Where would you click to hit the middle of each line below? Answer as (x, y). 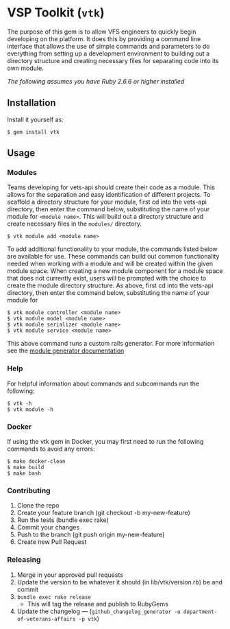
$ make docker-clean (37, 462)
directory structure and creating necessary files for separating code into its (113, 60)
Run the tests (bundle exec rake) (63, 520)
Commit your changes (48, 527)
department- (200, 612)
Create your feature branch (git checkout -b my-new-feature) (103, 513)
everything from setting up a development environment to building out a (108, 54)
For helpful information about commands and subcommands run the (103, 383)
